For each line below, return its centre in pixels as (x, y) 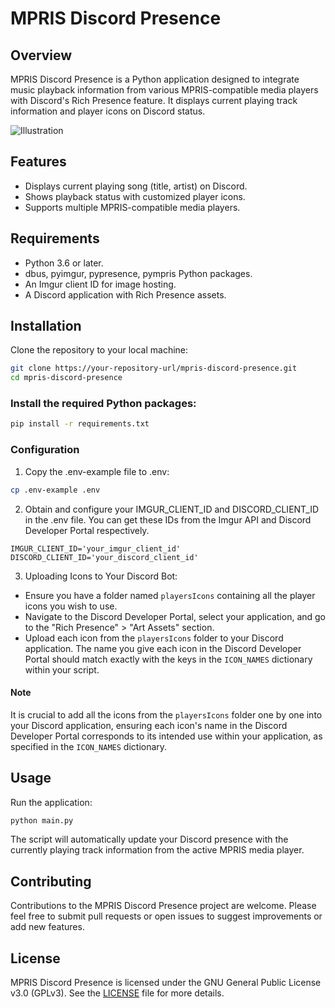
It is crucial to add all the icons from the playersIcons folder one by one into (166, 714)
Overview (41, 55)
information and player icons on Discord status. (108, 111)
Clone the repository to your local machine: (99, 350)
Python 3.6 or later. (64, 263)
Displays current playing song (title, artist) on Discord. (136, 186)
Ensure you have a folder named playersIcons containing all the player (170, 595)
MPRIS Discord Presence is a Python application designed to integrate (155, 79)
